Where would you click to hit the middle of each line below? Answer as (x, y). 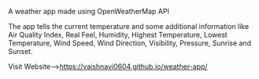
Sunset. (20, 51)
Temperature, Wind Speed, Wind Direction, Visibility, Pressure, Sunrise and (130, 43)
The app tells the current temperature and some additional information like (129, 26)
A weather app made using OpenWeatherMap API (89, 11)
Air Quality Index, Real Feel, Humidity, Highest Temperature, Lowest (118, 35)
